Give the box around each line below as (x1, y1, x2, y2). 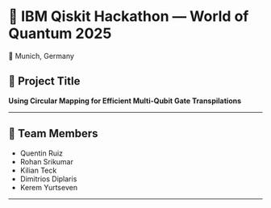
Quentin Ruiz (19, 148, 63, 158)
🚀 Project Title (8, 74, 81, 88)
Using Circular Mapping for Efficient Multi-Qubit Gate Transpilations (8, 96, 242, 106)
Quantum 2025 (8, 24, 112, 43)
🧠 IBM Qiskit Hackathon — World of (8, 7, 249, 26)
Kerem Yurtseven (19, 182, 78, 192)
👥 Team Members (8, 127, 98, 140)
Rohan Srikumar (19, 156, 74, 166)
